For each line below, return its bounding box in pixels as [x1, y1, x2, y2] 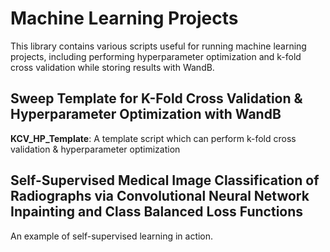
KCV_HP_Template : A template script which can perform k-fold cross [10, 132, 297, 144]
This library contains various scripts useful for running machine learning [10, 40, 307, 52]
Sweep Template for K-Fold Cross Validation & [10, 90, 303, 107]
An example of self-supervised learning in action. [10, 230, 214, 242]
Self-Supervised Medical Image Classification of [10, 172, 320, 189]
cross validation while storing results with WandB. [10, 61, 215, 73]
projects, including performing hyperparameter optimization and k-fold [10, 50, 302, 62]
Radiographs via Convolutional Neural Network [10, 188, 310, 205]
